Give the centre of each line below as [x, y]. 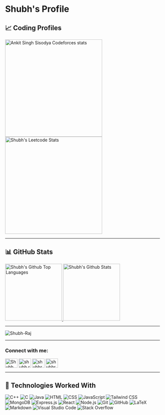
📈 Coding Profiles [33, 28]
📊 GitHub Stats [29, 252]
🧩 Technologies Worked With [51, 385]
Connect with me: [27, 351]
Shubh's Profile [37, 9]
